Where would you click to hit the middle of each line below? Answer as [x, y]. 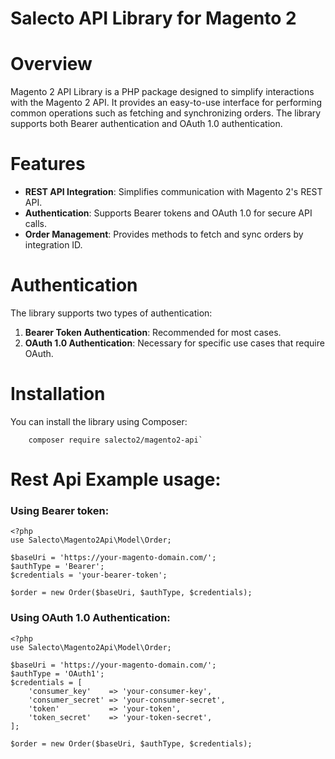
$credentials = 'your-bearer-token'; [89, 575]
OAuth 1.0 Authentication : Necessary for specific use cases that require [174, 343]
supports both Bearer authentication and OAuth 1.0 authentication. [146, 124]
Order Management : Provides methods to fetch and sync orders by [164, 234]
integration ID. [53, 245]
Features [48, 164]
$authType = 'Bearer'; [57, 567]
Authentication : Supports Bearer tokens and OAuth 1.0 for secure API [168, 213]
